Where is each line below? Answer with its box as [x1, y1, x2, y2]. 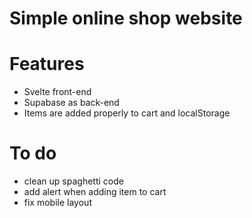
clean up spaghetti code [23, 175, 124, 187]
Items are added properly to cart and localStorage [23, 107, 231, 119]
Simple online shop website [9, 7, 243, 30]
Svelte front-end [23, 86, 92, 98]
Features [9, 53, 85, 76]
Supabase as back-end [23, 97, 120, 109]
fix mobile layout [23, 197, 92, 209]
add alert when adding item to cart [23, 186, 167, 198]
